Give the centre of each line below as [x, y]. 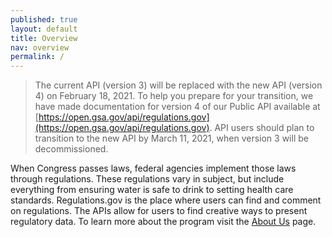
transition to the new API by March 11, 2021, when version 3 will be [171, 138]
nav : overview [40, 47]
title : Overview [44, 38]
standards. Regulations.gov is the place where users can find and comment [166, 200]
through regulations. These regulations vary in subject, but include [147, 179]
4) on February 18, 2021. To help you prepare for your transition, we [174, 96]
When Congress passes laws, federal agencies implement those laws [153, 168]
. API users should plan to [262, 128]
